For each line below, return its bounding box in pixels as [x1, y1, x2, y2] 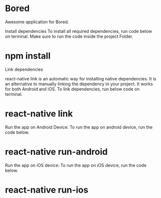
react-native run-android [5, 146, 108, 157]
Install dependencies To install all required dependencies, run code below [5, 28, 152, 34]
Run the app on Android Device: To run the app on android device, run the [5, 124, 153, 130]
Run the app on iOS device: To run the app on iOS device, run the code [5, 162, 147, 168]
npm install [5, 50, 51, 61]
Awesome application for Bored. [5, 19, 69, 25]
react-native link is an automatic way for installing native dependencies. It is [5, 76, 157, 81]
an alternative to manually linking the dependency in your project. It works [5, 81, 153, 87]
